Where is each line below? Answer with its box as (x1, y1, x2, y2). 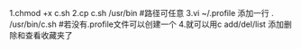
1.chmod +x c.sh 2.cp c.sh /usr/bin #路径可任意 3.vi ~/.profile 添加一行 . (9, 8, 274, 18)
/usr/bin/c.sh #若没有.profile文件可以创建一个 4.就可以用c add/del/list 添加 (9, 19, 284, 29)
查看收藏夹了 (24, 30, 73, 40)
